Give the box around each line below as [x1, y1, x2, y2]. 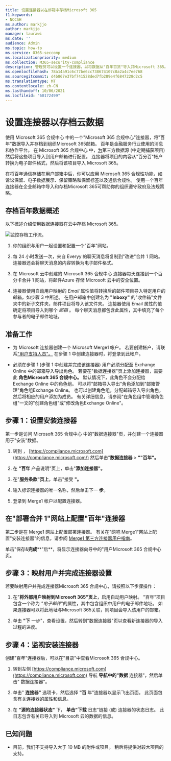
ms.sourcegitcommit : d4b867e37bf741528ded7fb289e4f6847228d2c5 [5, 74, 143, 79]
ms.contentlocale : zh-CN [5, 83, 58, 88]
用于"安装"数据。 [5, 437, 41, 443]
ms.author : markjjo [5, 21, 47, 27]
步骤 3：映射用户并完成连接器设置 [5, 568, 112, 577]
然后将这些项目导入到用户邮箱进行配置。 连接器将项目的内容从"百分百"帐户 [5, 154, 163, 160]
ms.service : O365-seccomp [5, 50, 60, 55]
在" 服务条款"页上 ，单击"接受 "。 [12, 476, 82, 482]
